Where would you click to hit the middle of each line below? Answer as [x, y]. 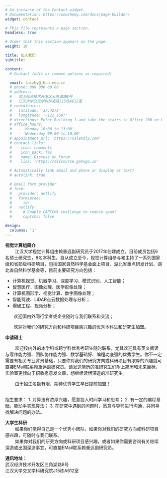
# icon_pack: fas [31, 152]
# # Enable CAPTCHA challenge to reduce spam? [63, 212]
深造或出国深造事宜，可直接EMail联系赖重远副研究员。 [61, 448]
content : [14, 69]
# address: [21, 92]
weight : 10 [16, 46]
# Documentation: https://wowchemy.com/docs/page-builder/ [68, 14]
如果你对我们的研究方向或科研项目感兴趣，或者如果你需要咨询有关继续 [87, 441]
